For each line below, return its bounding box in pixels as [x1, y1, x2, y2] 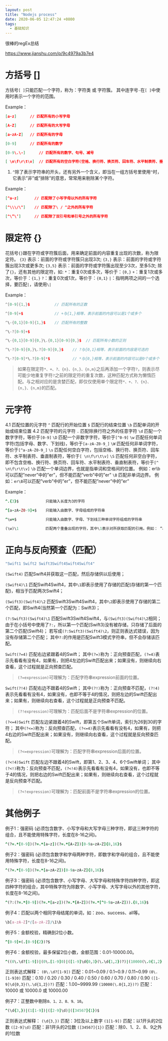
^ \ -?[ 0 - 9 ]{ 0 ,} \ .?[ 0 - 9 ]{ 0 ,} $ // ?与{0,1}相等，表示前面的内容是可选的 [5, 347, 148, 353]
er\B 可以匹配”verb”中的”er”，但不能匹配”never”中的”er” [14, 478, 129, 484]
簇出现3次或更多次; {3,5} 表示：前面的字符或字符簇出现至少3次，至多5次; [5, 262, 156, 268]
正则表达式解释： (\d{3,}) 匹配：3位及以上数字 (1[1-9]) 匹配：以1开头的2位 [5, 1018, 163, 1024]
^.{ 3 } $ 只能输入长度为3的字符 [5, 498, 85, 504]
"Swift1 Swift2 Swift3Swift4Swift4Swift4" [5, 561, 95, 567]
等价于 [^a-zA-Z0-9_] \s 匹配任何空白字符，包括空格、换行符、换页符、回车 [5, 447, 160, 453]
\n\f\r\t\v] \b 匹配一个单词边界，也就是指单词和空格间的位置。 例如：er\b [5, 465, 160, 471]
